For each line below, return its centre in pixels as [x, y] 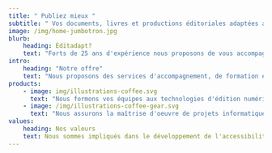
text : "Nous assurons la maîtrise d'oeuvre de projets [124, 114]
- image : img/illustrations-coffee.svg [90, 91]
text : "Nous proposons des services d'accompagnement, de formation [141, 76]
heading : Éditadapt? [57, 46]
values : [21, 121]
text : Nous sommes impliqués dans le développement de [117, 136]
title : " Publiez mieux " [52, 16]
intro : [19, 62]
